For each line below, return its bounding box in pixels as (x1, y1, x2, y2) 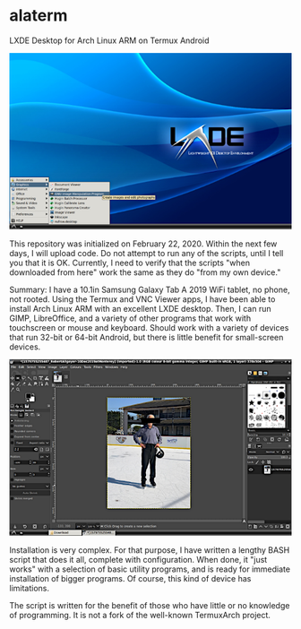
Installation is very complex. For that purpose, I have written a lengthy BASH (9, 544, 290, 556)
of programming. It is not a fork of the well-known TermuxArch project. (9, 609, 271, 620)
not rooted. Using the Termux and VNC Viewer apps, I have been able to (9, 293, 276, 305)
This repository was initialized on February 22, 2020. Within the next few (9, 238, 278, 249)
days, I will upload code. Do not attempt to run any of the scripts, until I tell (9, 247, 284, 258)
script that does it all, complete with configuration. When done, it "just (9, 554, 268, 564)
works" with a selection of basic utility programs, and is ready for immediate (9, 564, 291, 574)
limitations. (9, 582, 50, 593)
